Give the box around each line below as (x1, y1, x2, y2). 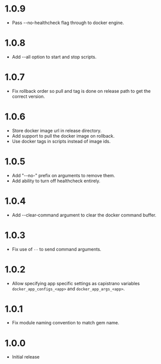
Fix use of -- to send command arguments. (12, 246, 101, 252)
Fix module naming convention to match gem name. (12, 320, 119, 326)
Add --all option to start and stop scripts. (12, 54, 97, 60)
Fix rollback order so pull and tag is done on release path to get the (12, 88, 151, 94)
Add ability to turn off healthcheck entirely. (12, 178, 101, 184)
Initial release (12, 354, 40, 360)
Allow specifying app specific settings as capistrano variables (12, 280, 140, 286)
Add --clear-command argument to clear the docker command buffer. (12, 212, 156, 218)
